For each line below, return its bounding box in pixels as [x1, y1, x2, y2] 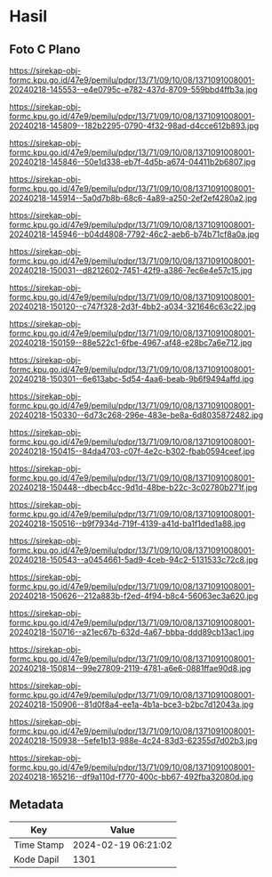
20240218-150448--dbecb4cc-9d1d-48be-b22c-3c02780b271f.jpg [9, 483, 258, 492]
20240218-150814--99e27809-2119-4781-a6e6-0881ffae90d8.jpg [9, 663, 252, 673]
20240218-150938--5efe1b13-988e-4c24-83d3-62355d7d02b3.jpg [9, 735, 258, 745]
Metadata [9, 797, 64, 812]
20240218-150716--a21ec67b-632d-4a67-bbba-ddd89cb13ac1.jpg [9, 627, 255, 637]
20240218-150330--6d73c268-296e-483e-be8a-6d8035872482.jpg [9, 410, 264, 420]
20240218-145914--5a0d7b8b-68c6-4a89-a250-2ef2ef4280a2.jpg [9, 193, 258, 203]
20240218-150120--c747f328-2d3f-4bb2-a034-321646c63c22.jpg [9, 301, 256, 312]
